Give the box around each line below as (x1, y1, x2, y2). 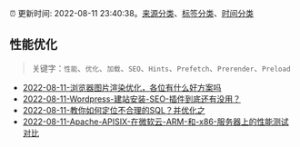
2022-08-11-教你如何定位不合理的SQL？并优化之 (22, 104, 206, 115)
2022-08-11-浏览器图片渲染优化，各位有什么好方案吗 (22, 82, 222, 93)
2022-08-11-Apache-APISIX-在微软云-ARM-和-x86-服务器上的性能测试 (22, 116, 289, 127)
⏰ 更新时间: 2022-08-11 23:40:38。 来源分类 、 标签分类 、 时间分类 (9, 8, 255, 18)
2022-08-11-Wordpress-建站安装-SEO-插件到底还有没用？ (22, 93, 241, 104)
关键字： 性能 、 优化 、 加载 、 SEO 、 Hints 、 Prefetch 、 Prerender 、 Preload (31, 63, 291, 73)
